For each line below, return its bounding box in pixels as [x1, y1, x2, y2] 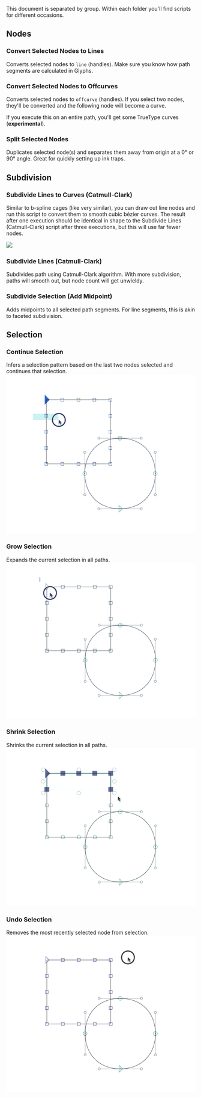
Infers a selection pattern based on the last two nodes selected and [6, 361, 173, 368]
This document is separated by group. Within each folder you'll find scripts [6, 5, 191, 12]
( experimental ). [6, 120, 46, 127]
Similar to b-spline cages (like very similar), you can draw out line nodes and [6, 204, 196, 211]
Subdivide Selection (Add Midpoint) [6, 292, 113, 301]
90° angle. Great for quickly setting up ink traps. [6, 155, 125, 162]
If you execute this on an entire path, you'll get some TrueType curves [6, 114, 179, 121]
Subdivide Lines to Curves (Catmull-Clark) [6, 191, 133, 199]
